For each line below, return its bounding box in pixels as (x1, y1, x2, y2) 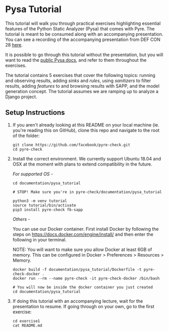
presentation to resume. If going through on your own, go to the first (12, 303, 155, 309)
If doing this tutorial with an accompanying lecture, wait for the (12, 298, 143, 304)
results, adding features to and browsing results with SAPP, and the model (5, 82, 160, 89)
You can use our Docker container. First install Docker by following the (12, 226, 159, 232)
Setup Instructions (5, 108, 65, 117)
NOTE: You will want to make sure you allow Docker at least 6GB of (12, 246, 152, 253)
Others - (12, 216, 30, 222)
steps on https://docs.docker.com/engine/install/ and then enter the (12, 231, 154, 237)
